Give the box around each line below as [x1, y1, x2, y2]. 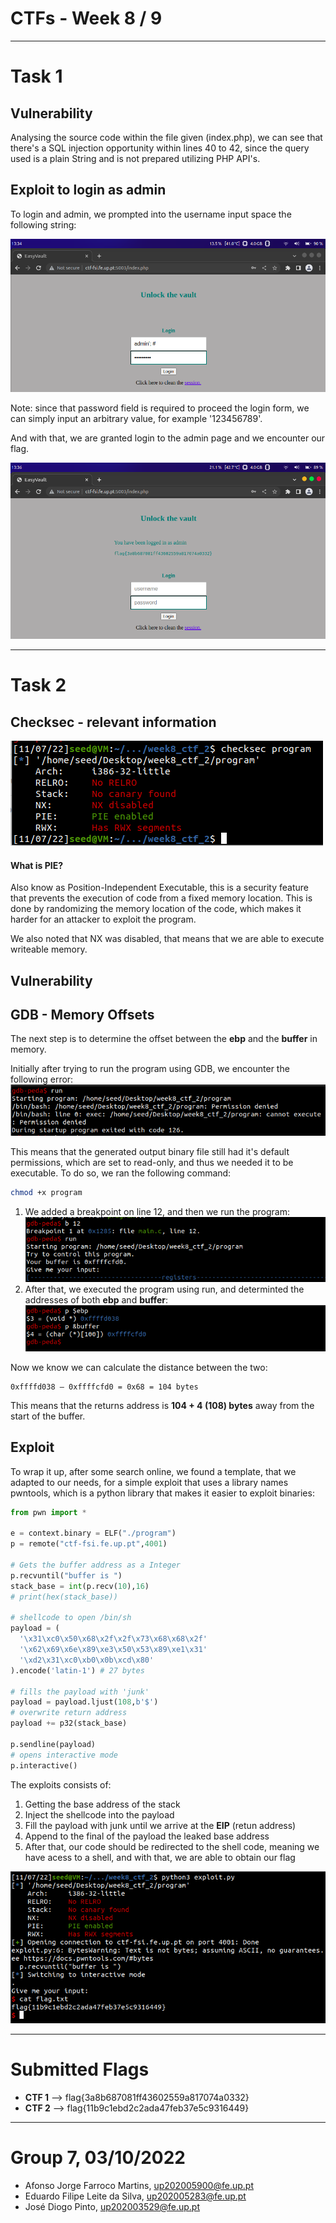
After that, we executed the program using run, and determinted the [24, 1283, 305, 1296]
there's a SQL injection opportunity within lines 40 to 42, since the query [10, 142, 310, 154]
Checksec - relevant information [10, 713, 217, 731]
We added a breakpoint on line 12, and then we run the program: [24, 1205, 290, 1217]
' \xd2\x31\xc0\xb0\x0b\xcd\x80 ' [19, 1655, 155, 1665]
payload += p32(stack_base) [10, 1718, 128, 1729]
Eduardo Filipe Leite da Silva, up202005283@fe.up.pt [24, 2190, 247, 2202]
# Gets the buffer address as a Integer [10, 1560, 182, 1571]
